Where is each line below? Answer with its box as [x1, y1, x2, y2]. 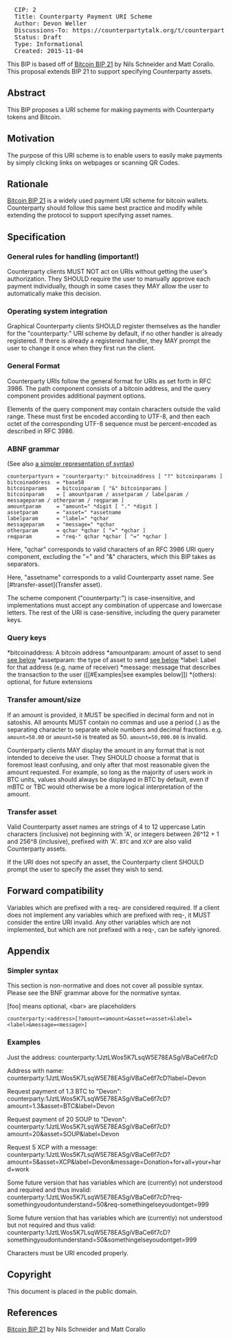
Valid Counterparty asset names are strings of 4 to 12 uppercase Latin [7, 822, 206, 831]
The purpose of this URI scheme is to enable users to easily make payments [7, 151, 223, 159]
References [7, 1307, 58, 1319]
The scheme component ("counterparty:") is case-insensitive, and [7, 594, 195, 602]
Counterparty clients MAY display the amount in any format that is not [7, 746, 205, 754]
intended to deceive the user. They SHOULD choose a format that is [7, 753, 199, 761]
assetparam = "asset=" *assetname [7, 509, 122, 516]
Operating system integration [7, 306, 108, 316]
